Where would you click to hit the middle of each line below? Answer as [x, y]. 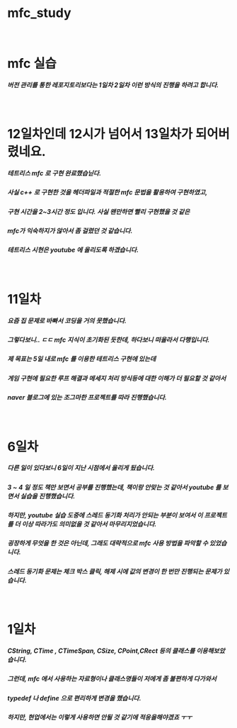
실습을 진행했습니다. [48, 496]
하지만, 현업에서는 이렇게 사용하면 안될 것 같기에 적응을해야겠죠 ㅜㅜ [100, 717]
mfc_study [40, 13]
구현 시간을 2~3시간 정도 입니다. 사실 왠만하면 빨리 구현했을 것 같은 [99, 211]
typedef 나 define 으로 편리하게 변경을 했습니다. [74, 698]
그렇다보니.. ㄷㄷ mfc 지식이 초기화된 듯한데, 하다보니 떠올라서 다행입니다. [109, 340]
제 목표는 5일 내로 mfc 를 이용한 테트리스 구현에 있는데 [82, 359]
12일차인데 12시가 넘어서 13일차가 [100, 134]
